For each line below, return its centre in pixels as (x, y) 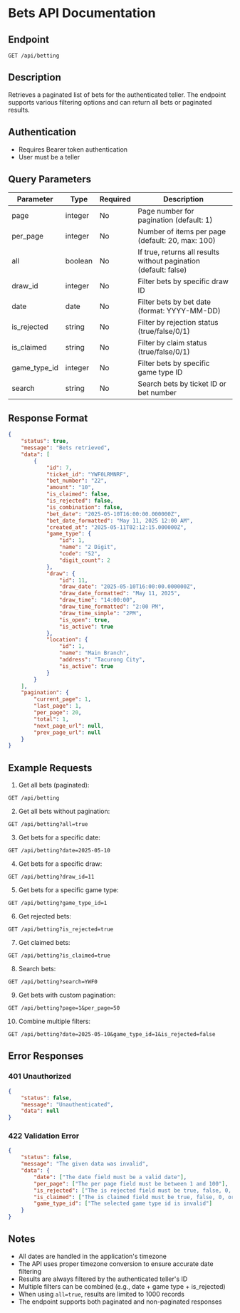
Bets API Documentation (82, 13)
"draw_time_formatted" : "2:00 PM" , (111, 607)
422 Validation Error (44, 1136)
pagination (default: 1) (175, 220)
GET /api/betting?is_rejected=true (61, 930)
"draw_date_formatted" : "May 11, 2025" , (120, 593)
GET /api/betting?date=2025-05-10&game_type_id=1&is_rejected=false (112, 1035)
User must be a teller (49, 157)
